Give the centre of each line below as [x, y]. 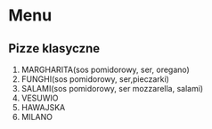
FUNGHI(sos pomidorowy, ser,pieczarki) [95, 79]
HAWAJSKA [43, 107]
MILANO [37, 117]
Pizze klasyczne [54, 48]
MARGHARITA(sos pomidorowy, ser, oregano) [106, 69]
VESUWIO [40, 98]
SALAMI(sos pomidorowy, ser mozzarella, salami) [112, 89]
